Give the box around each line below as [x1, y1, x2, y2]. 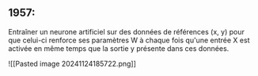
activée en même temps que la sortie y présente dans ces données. [8, 43, 230, 53]
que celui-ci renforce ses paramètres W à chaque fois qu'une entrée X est [8, 35, 250, 45]
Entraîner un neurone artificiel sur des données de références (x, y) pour [8, 27, 245, 36]
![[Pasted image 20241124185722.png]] [8, 59, 137, 68]
